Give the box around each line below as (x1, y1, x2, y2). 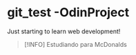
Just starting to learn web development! (7, 27, 121, 35)
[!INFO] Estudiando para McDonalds (23, 40, 128, 48)
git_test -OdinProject (7, 5, 130, 20)
